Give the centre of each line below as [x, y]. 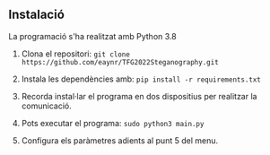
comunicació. [47, 106]
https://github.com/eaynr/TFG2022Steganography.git [120, 62]
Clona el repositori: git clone [76, 54]
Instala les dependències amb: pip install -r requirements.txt [141, 79]
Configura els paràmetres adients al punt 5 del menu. [120, 140]
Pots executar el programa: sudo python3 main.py [113, 123]
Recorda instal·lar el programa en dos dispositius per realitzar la [139, 96]
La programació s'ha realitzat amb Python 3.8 [92, 36]
